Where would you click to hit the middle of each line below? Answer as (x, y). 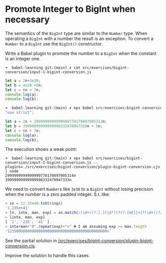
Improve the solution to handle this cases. (48, 255)
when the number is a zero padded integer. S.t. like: (58, 194)
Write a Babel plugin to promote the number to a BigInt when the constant (81, 53)
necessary (27, 20)
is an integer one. (23, 58)
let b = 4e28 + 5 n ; (24, 85)
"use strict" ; (20, 113)
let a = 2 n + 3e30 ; (23, 81)
